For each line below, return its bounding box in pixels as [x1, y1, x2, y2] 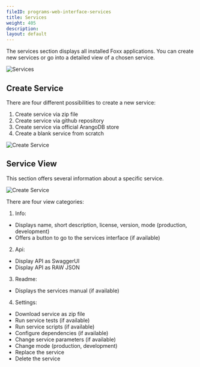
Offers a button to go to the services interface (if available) [14, 234, 160, 241]
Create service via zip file [14, 111, 78, 118]
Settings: [14, 299, 37, 306]
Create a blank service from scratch [14, 130, 104, 137]
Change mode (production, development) [14, 342, 118, 349]
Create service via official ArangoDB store [14, 123, 120, 130]
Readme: [14, 275, 37, 282]
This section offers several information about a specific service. [6, 175, 164, 182]
